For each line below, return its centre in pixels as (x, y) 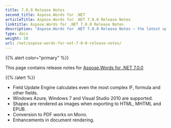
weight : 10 (17, 39)
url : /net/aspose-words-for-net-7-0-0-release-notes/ (64, 43)
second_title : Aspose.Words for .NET (45, 15)
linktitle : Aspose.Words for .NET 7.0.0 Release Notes (65, 24)
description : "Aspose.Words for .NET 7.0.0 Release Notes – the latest (83, 29)
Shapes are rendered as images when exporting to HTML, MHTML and (87, 104)
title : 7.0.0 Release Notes (35, 10)
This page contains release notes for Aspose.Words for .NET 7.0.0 (74, 67)
